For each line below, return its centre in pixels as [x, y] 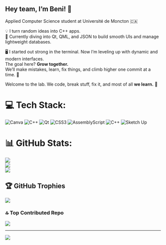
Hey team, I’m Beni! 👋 [39, 9]
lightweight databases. [28, 42]
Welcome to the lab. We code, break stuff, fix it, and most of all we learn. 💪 [82, 84]
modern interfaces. [25, 59]
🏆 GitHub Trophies [35, 186]
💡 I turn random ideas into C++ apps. [43, 31]
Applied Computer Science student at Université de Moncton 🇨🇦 [72, 21]
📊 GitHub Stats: [39, 143]
